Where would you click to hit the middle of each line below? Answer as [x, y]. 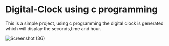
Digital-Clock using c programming [81, 9]
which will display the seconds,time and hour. [53, 28]
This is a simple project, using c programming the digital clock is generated [84, 23]
